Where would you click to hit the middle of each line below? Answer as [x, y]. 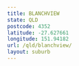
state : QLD [23, 20]
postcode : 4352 [29, 26]
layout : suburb [29, 52]
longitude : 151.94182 [38, 39]
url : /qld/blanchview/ [39, 45]
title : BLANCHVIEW [33, 13]
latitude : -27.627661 [38, 33]
